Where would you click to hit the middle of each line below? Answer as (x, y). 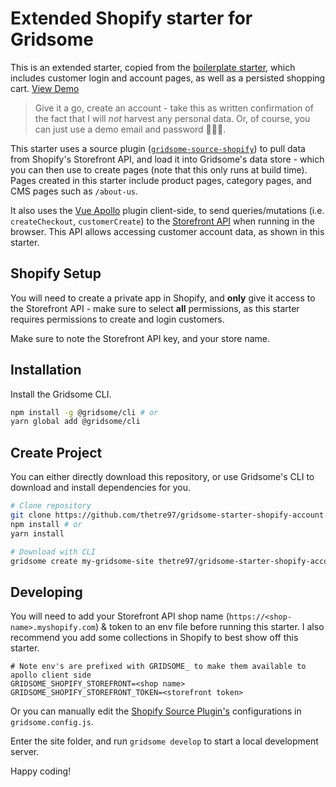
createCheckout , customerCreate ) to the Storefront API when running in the (162, 221)
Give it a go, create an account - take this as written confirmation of (174, 108)
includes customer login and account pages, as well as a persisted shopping (168, 78)
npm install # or (46, 524)
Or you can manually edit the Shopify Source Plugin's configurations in (156, 711)
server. (25, 752)
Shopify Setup (56, 273)
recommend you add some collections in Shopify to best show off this (154, 638)
